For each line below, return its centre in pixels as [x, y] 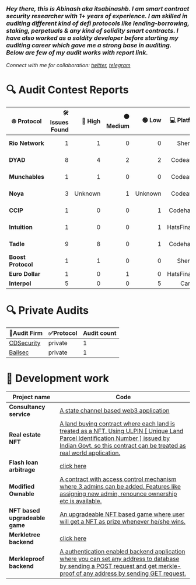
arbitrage [22, 470]
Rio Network [27, 143]
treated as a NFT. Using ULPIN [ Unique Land [121, 431]
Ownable [22, 494]
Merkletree [25, 535]
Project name [32, 397]
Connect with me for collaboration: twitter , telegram [68, 65]
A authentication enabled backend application [122, 552]
